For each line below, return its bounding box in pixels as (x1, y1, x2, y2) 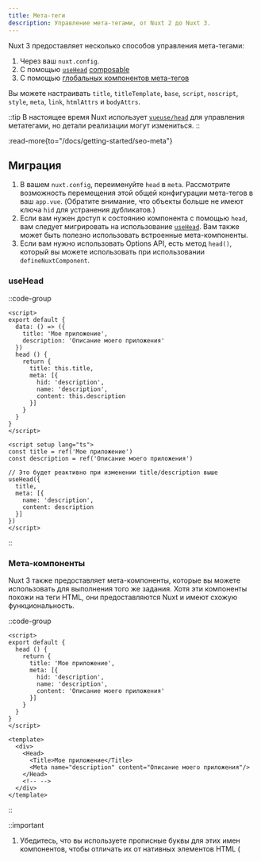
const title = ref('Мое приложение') (8, 447, 133, 456)
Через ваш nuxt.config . (19, 56, 100, 66)
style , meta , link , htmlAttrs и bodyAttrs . (8, 97, 141, 106)
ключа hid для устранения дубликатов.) (19, 205, 156, 215)
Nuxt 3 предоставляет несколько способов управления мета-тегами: (8, 40, 244, 50)
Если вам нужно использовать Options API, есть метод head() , (19, 239, 232, 248)
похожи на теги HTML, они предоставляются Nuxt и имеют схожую (8, 592, 238, 602)
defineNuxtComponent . (19, 255, 90, 266)
